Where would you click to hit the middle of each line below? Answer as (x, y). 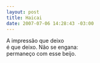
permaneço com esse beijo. (41, 54)
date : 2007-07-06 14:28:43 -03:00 (50, 23)
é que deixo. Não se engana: (42, 47)
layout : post (23, 12)
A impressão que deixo (35, 41)
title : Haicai (24, 18)
